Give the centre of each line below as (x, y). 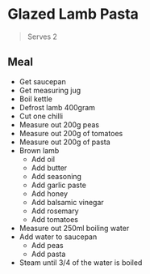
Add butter (49, 168)
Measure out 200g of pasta (65, 142)
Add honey (50, 193)
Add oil (43, 159)
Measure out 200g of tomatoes (71, 133)
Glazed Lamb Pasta (73, 14)
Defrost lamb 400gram (57, 107)
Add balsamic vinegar (67, 202)
